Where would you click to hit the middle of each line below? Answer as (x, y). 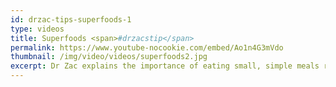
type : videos (37, 29)
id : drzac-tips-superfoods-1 (71, 19)
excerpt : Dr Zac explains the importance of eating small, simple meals (165, 66)
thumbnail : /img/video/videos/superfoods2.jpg (109, 57)
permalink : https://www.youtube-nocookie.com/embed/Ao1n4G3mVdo (147, 47)
